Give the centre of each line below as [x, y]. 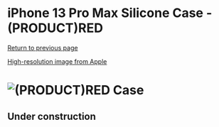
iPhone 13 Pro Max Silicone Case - [110, 13]
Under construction [52, 116]
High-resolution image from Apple [57, 61]
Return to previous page [43, 48]
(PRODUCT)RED [55, 28]
